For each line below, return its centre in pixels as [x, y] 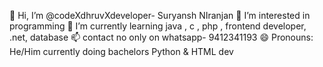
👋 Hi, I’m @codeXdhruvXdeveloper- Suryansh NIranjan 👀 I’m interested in [160, 15]
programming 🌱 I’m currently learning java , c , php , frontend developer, [158, 26]
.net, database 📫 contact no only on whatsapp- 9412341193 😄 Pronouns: [161, 37]
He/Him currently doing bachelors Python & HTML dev [121, 51]
